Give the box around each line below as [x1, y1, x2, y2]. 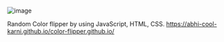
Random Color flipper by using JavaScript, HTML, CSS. [7, 20, 165, 28]
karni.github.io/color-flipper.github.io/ [7, 28, 114, 35]
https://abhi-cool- [166, 20, 217, 28]
